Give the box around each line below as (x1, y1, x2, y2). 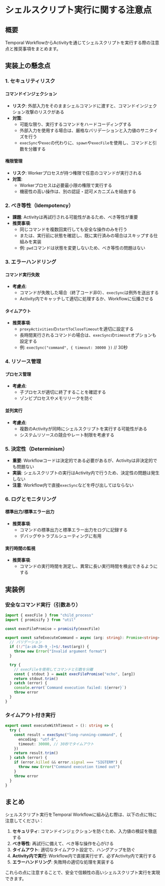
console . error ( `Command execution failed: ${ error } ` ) (14, 685, 127, 690)
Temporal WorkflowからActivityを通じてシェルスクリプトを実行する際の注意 (5, 40, 160, 45)
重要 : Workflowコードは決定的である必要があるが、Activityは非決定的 (12, 457, 153, 463)
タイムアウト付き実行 (5, 711, 56, 718)
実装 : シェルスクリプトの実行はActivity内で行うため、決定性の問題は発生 (12, 469, 160, 476)
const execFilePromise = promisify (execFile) (5, 626, 100, 631)
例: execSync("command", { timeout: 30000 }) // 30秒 (19, 345, 128, 351)
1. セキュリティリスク (5, 77, 56, 84)
